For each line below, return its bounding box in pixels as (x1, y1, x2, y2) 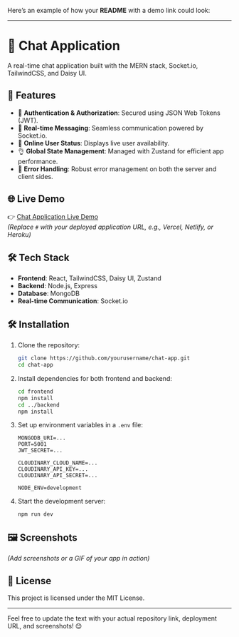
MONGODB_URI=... (17, 434, 66, 442)
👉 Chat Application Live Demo (7, 212, 98, 220)
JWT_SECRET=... (17, 447, 63, 454)
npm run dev (17, 511, 53, 518)
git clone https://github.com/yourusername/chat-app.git (17, 355, 191, 362)
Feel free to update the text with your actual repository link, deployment (7, 613, 217, 623)
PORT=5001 (17, 441, 48, 448)
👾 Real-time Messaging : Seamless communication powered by (17, 123, 204, 132)
